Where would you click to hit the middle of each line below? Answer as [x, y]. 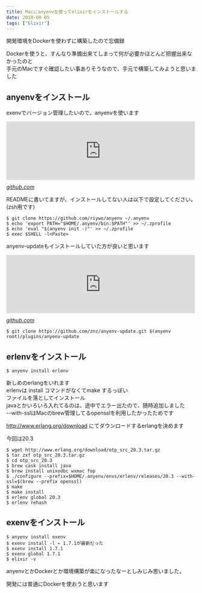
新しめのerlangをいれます [38, 383]
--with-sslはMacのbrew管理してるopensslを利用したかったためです [90, 413]
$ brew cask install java [39, 466]
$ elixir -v [21, 559]
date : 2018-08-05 [28, 17]
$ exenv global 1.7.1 [33, 554]
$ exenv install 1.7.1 [35, 548]
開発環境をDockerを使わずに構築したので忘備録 [65, 41]
